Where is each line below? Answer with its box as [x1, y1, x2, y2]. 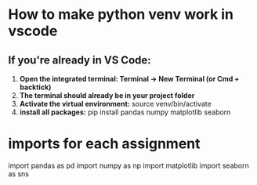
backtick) [19, 82, 52, 92]
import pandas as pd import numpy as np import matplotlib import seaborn [8, 161, 249, 170]
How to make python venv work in [8, 5, 233, 24]
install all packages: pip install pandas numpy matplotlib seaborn [19, 107, 231, 117]
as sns [8, 169, 30, 178]
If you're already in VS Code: [8, 53, 151, 67]
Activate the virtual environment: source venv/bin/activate [19, 100, 212, 108]
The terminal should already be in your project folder [19, 91, 195, 100]
